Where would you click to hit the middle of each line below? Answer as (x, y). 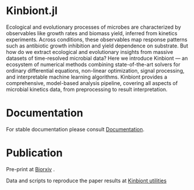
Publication (34, 153)
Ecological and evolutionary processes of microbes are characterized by (94, 27)
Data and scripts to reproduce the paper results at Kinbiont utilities (86, 181)
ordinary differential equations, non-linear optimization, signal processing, (95, 70)
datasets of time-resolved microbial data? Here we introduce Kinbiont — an (97, 58)
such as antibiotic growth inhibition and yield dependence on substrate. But (97, 46)
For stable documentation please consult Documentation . (75, 129)
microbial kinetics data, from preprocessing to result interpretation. (87, 89)
